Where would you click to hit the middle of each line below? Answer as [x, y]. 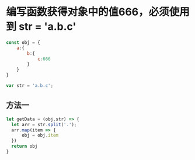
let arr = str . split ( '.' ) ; [44, 124]
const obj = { [23, 42]
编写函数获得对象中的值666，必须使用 [98, 12]
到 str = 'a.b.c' [41, 27]
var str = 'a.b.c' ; [30, 86]
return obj [25, 147]
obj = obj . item [40, 135]
